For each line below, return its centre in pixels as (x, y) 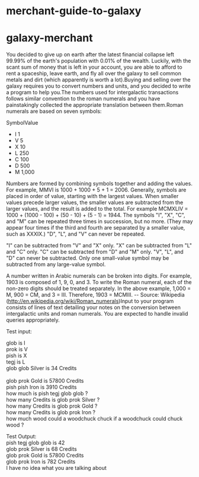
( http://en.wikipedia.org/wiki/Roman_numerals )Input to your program (90, 301)
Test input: (19, 332)
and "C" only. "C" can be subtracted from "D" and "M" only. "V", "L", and (95, 252)
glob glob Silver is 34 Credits (41, 368)
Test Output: (21, 437)
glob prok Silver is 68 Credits (41, 449)
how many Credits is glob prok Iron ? (51, 412)
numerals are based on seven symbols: (54, 112)
